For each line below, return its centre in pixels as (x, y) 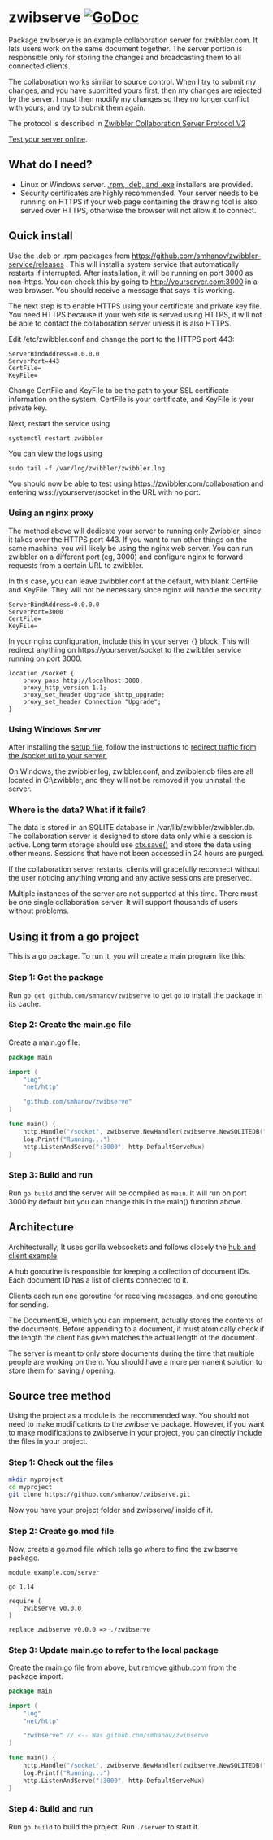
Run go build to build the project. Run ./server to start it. (104, 1826)
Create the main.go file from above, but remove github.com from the (123, 1667)
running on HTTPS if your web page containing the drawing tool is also (139, 201)
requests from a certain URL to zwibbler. (76, 565)
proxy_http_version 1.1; (65, 688)
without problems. (39, 911)
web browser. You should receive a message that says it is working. (122, 290)
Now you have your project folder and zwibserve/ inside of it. (111, 1510)
